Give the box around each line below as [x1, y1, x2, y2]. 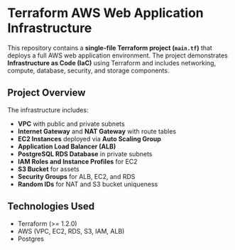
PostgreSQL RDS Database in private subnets [17, 149, 153, 158]
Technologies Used [7, 200, 94, 212]
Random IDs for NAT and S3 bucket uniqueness [17, 180, 158, 188]
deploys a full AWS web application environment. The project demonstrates [7, 51, 229, 60]
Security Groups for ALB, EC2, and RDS [17, 172, 136, 180]
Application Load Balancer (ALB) [17, 142, 116, 151]
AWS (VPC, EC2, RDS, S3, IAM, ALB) [17, 227, 125, 235]
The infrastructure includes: [7, 105, 89, 114]
